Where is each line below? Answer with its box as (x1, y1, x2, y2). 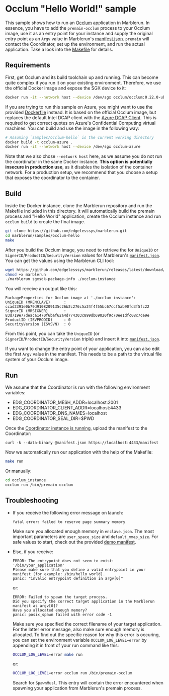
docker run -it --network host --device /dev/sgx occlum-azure (5, 144, 141, 149)
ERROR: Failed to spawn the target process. (12, 594, 108, 599)
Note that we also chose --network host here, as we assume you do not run (5, 153, 162, 159)
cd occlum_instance (5, 478, 46, 483)
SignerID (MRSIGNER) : (5, 309, 66, 314)
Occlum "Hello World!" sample (5, 3, 137, 15)
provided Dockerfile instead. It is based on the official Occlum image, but (5, 109, 156, 115)
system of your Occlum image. (5, 357, 69, 363)
